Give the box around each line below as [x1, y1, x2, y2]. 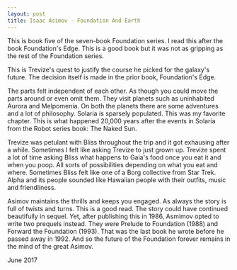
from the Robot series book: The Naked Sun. [7, 124, 137, 133]
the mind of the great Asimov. [7, 242, 94, 250]
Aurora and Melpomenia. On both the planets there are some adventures [7, 101, 219, 110]
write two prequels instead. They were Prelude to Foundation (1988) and [7, 219, 218, 227]
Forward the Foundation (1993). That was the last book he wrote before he [7, 227, 224, 235]
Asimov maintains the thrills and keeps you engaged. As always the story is [7, 196, 227, 206]
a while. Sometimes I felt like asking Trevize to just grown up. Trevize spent [7, 145, 226, 154]
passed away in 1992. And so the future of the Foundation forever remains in [7, 235, 231, 243]
